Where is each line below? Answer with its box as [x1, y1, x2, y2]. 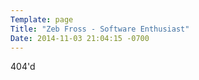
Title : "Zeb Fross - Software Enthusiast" [10, 24, 190, 34]
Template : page [10, 14, 74, 25]
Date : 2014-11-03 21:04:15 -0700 [10, 33, 150, 43]
